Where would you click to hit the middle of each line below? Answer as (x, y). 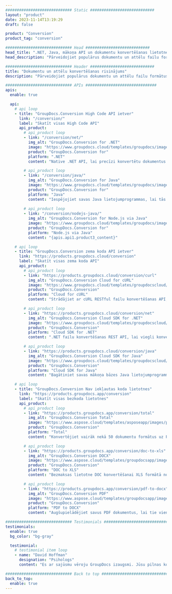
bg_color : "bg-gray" (32, 536)
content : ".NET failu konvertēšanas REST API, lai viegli (91, 337)
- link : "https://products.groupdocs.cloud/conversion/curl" (90, 275)
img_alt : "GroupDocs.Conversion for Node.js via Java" (88, 219)
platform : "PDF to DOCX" (55, 508)
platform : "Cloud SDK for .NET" (62, 332)
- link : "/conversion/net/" (53, 138)
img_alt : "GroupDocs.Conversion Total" (71, 418)
